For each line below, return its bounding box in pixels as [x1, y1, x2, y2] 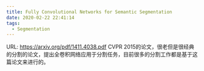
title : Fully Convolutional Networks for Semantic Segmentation [6, 8, 172, 15]
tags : [6, 20, 20, 26]
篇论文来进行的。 [6, 58, 49, 66]
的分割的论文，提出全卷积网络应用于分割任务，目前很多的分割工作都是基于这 [6, 51, 198, 58]
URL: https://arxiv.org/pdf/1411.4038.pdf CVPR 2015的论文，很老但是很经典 [6, 43, 194, 50]
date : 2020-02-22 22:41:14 [6, 15, 75, 21]
